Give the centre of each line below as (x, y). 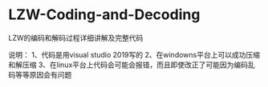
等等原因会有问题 (43, 74)
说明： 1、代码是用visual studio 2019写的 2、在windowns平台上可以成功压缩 (134, 54)
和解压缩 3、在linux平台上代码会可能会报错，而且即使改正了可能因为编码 (128, 65)
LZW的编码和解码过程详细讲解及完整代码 (76, 38)
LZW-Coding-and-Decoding (104, 15)
